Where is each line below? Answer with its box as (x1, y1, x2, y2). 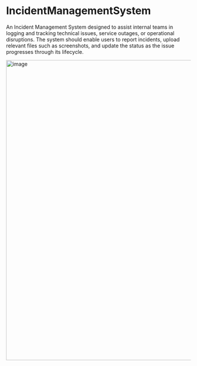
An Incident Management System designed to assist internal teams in (6, 23, 174, 30)
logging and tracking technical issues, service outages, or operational (6, 29, 175, 36)
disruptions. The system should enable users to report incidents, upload (6, 36, 180, 43)
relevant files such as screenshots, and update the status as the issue (6, 42, 175, 49)
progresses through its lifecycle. (6, 48, 84, 55)
